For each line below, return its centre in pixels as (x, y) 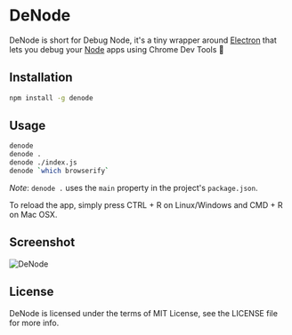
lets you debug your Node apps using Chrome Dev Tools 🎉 (117, 49)
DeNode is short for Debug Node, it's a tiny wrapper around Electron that (143, 40)
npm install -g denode (51, 98)
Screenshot (42, 242)
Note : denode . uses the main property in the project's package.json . (134, 187)
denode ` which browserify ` (59, 171)
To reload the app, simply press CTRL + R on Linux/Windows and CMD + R (146, 204)
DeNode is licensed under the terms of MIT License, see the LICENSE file (144, 313)
